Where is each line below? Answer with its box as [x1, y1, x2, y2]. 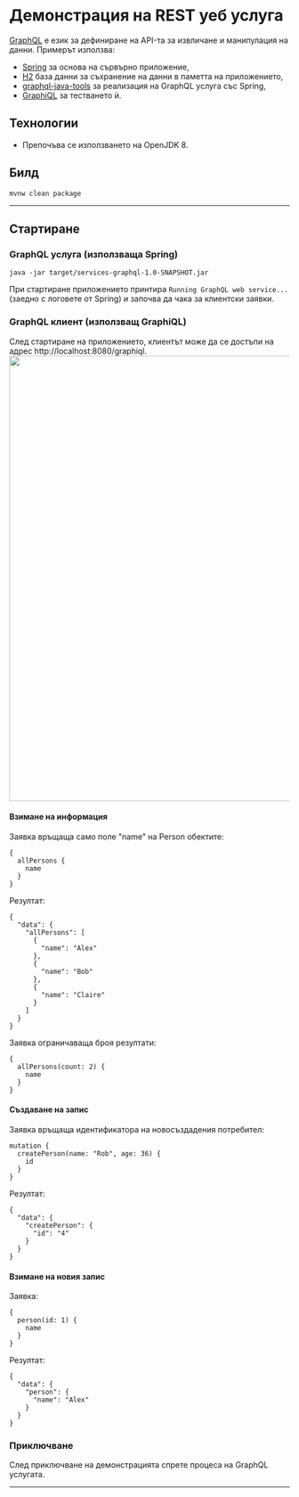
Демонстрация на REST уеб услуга [9, 5, 284, 26]
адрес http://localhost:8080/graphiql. [9, 345, 148, 356]
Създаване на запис [9, 1104, 89, 1115]
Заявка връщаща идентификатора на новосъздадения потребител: [9, 1124, 265, 1134]
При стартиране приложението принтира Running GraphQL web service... [9, 284, 289, 295]
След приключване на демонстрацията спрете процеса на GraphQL [9, 1460, 269, 1470]
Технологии [9, 116, 78, 131]
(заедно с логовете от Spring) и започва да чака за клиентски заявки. [9, 293, 274, 304]
